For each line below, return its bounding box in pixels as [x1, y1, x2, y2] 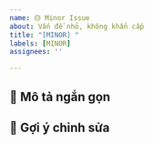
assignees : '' [9, 47, 64, 57]
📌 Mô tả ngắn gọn [9, 88, 111, 105]
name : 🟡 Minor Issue [9, 13, 90, 23]
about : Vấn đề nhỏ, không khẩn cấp [9, 22, 145, 31]
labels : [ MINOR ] [9, 38, 71, 48]
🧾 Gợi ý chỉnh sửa [9, 119, 110, 135]
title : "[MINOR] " [9, 30, 79, 39]
